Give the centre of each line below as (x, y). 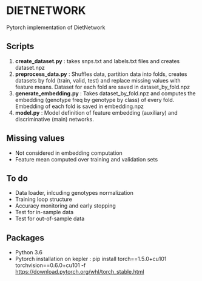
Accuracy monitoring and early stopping (66, 206)
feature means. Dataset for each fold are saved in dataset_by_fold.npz (102, 87)
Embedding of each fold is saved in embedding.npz (79, 106)
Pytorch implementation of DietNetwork (56, 27)
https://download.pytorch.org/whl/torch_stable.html (79, 272)
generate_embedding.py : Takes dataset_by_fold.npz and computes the (105, 93)
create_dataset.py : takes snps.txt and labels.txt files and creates (97, 61)
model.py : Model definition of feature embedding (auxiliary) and (96, 112)
